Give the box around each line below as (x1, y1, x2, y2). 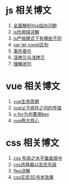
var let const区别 (13, 41, 49, 47)
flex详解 (13, 168, 30, 174)
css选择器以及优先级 (13, 161, 57, 167)
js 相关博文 (6, 5, 52, 16)
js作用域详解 (13, 29, 40, 35)
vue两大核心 (13, 117, 40, 123)
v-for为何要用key (13, 111, 50, 117)
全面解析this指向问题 (13, 22, 57, 29)
